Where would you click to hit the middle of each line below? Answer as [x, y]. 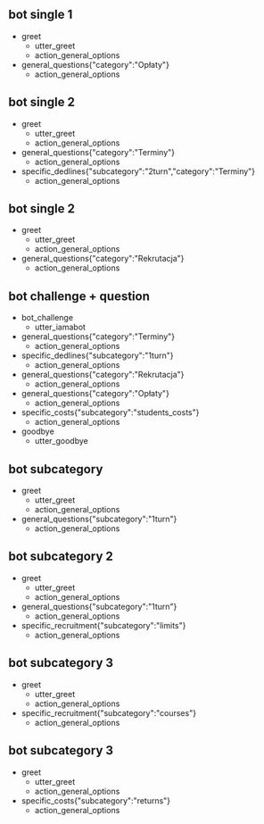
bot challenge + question [79, 296]
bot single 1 [41, 15]
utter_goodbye [61, 441]
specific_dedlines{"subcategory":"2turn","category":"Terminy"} [138, 171]
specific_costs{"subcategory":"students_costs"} [110, 412]
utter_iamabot [60, 327]
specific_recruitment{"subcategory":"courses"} [109, 712]
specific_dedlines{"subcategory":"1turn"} [97, 355]
